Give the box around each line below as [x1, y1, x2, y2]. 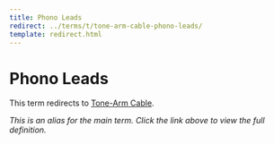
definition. [9, 124, 47, 135]
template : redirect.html [9, 30, 102, 38]
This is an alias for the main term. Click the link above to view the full [9, 115, 265, 126]
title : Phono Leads [9, 13, 83, 22]
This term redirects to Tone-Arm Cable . [9, 97, 155, 108]
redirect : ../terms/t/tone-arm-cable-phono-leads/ [9, 21, 203, 30]
